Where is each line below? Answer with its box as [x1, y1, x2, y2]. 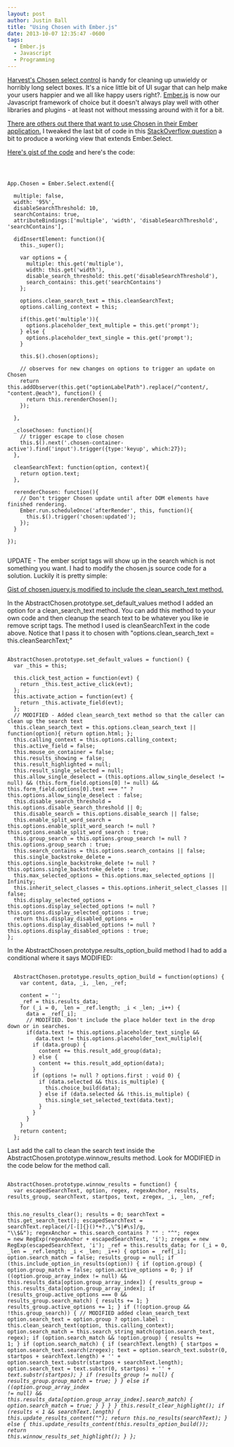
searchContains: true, [13, 211, 80, 218]
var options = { [20, 254, 68, 261]
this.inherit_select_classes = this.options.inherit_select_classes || [13, 884, 228, 891]
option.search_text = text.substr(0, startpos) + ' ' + [7, 1365, 171, 1372]
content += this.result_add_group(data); [38, 1047, 162, 1054]
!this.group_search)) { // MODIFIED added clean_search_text [7, 1309, 190, 1317]
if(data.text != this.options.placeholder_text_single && [25, 1029, 200, 1036]
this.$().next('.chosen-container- [20, 439, 124, 446]
